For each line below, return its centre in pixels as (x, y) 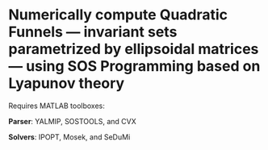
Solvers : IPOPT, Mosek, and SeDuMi (69, 137)
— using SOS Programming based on (134, 67)
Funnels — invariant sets (93, 32)
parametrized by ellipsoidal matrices (134, 49)
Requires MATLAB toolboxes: (57, 106)
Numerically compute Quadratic (118, 15)
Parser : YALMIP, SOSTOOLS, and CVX (72, 121)
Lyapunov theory (67, 83)
